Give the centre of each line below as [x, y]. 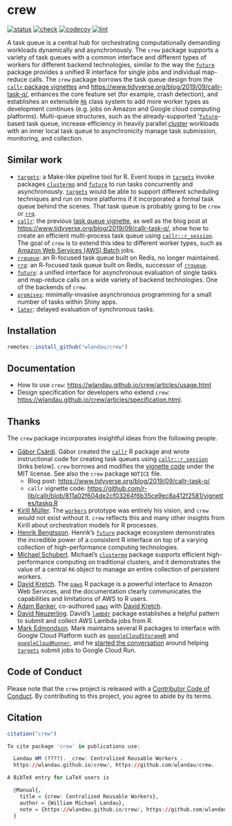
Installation [32, 331]
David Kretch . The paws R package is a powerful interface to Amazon [115, 584]
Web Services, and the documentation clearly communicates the [109, 591]
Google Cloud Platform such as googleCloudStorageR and [98, 636]
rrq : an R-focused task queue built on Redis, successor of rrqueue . [113, 264]
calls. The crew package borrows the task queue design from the [120, 79]
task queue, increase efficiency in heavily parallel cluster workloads [123, 123]
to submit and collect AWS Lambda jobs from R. [85, 621]
